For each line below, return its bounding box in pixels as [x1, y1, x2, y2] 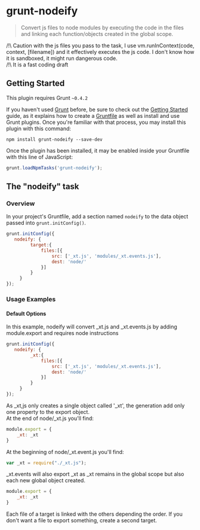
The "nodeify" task [6, 181, 79, 192]
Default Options [6, 310, 47, 317]
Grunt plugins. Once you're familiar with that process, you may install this [6, 118, 186, 126]
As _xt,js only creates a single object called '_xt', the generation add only [6, 402, 185, 409]
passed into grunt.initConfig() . [6, 220, 87, 227]
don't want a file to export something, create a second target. [6, 517, 157, 524]
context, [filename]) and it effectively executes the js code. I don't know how [6, 48, 195, 55]
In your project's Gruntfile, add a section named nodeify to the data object [6, 213, 189, 220]
